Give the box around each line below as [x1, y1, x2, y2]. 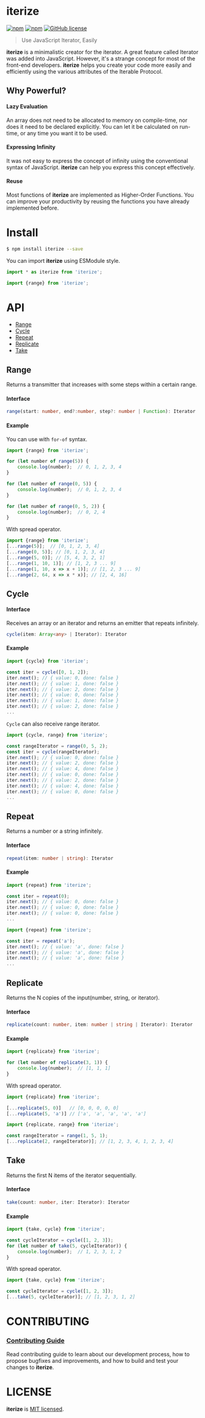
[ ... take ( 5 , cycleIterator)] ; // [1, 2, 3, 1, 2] [6, 1294, 136, 1300]
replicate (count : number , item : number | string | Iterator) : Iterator [6, 1022, 193, 1028]
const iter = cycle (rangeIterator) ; [6, 749, 100, 755]
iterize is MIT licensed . [6, 1405, 64, 1412]
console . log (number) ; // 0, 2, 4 [17, 509, 105, 515]
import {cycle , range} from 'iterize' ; [6, 732, 108, 738]
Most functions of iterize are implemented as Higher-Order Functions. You [6, 191, 194, 199]
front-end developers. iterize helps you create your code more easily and [6, 61, 192, 69]
